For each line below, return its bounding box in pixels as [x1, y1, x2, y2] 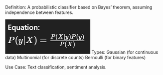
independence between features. [5, 9, 74, 15]
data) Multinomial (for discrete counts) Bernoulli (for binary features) [5, 55, 146, 60]
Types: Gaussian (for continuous [91, 49, 159, 55]
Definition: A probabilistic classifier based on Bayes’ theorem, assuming [5, 4, 153, 10]
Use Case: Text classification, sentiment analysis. [5, 64, 107, 70]
